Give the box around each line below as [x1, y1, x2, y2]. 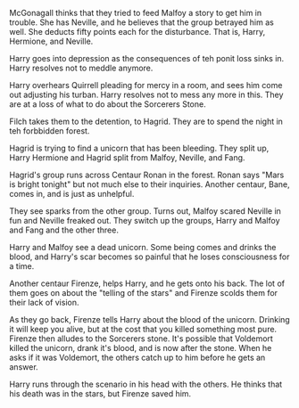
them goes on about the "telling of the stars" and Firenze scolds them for [9, 288, 278, 298]
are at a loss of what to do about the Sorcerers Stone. [9, 99, 207, 110]
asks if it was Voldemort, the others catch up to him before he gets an [9, 352, 266, 363]
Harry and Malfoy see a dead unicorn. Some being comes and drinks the [9, 242, 277, 252]
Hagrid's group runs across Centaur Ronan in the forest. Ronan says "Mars [9, 169, 285, 180]
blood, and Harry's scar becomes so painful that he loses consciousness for [9, 251, 290, 262]
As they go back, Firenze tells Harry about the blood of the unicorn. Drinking [9, 314, 290, 324]
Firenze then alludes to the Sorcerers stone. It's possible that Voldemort [9, 333, 274, 344]
